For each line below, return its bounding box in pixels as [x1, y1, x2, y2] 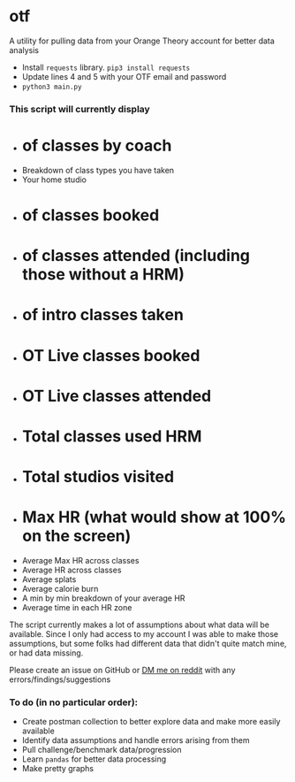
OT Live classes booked [21, 345, 200, 365]
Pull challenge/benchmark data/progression [21, 745, 183, 755]
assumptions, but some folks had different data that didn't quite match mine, [9, 639, 287, 649]
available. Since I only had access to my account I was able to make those [9, 629, 279, 640]
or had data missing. [9, 648, 84, 658]
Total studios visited [21, 467, 175, 487]
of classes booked [21, 205, 160, 225]
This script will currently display [9, 103, 150, 115]
